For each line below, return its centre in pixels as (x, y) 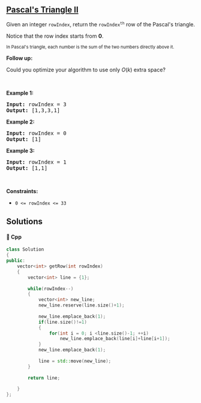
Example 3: (20, 151)
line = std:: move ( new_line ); (75, 361)
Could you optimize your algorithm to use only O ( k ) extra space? (86, 70)
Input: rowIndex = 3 (37, 104)
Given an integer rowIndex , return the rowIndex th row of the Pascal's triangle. (101, 24)
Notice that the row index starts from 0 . (55, 36)
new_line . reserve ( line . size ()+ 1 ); (81, 305)
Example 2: (20, 122)
